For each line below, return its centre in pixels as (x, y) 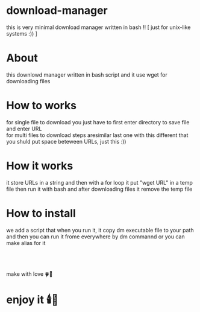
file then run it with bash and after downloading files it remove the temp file (99, 189)
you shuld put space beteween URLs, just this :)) (66, 141)
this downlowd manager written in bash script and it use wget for (87, 75)
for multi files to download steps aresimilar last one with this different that (97, 135)
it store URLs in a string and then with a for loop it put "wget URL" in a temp (99, 182)
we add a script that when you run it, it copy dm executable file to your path (100, 230)
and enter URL (24, 129)
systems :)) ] (22, 33)
